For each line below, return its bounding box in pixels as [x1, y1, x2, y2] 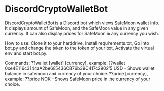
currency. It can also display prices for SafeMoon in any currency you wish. [5, 30, 160, 36]
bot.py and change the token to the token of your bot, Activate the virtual [5, 45, 154, 51]
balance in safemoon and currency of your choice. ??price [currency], [5, 70, 148, 76]
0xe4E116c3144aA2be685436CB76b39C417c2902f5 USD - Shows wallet [5, 65, 155, 71]
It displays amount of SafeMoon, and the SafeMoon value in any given [5, 25, 148, 31]
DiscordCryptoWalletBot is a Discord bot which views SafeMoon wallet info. [5, 20, 160, 26]
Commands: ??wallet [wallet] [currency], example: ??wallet [5, 60, 125, 66]
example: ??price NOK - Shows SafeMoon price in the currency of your [5, 76, 150, 82]
